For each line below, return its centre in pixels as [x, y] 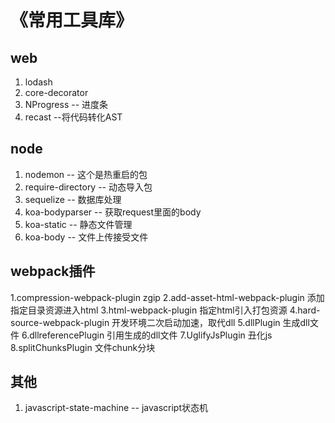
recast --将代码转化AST [73, 117]
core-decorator [56, 92]
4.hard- [305, 310]
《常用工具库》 [72, 20]
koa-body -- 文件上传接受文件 [86, 237]
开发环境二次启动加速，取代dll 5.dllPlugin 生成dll [210, 322]
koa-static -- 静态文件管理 [78, 224]
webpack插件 [53, 271]
